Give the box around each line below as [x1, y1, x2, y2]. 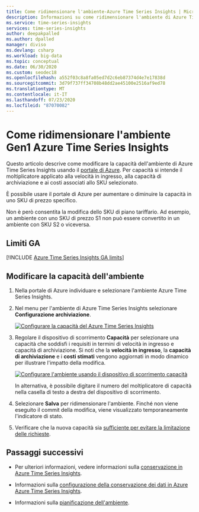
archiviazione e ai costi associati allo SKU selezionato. [6, 179, 138, 186]
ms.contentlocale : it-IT [6, 91, 68, 97]
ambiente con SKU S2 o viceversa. [6, 221, 91, 228]
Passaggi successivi [6, 447, 84, 457]
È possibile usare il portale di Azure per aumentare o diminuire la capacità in [6, 190, 192, 198]
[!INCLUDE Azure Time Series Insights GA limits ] [6, 254, 124, 261]
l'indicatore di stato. [14, 413, 63, 420]
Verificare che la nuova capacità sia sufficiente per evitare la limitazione [14, 424, 191, 431]
